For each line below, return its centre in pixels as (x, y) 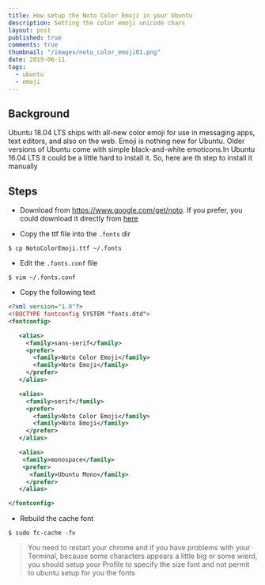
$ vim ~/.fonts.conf (42, 277)
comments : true (33, 45)
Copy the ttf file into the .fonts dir (75, 234)
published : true (35, 38)
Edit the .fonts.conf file (59, 263)
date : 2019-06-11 (37, 60)
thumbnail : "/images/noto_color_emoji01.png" (84, 52)
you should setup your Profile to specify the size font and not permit (138, 564)
